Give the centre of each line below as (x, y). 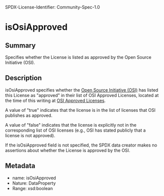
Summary (20, 45)
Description (23, 78)
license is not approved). (30, 135)
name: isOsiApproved (34, 178)
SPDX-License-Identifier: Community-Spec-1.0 (52, 7)
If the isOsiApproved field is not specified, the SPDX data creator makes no (81, 145)
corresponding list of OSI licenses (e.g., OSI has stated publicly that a (76, 130)
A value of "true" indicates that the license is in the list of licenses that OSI (81, 110)
